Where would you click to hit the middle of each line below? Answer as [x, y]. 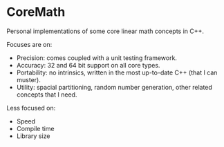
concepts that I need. [47, 95]
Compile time [35, 128]
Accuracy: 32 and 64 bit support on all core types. [88, 65]
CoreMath [36, 12]
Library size [33, 136]
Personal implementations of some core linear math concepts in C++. [105, 31]
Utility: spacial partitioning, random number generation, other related [114, 87]
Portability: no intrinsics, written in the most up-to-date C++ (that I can [117, 72]
